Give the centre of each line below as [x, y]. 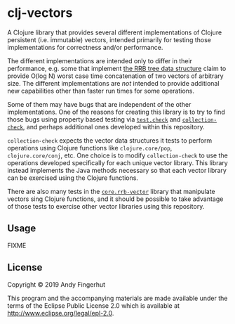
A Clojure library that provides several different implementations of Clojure [115, 32]
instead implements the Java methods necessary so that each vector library [117, 170]
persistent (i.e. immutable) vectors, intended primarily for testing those [109, 39]
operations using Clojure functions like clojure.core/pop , [90, 148]
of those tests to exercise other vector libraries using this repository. [106, 206]
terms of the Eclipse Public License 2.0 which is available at [94, 305]
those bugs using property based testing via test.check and [94, 119]
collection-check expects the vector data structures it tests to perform [110, 140]
